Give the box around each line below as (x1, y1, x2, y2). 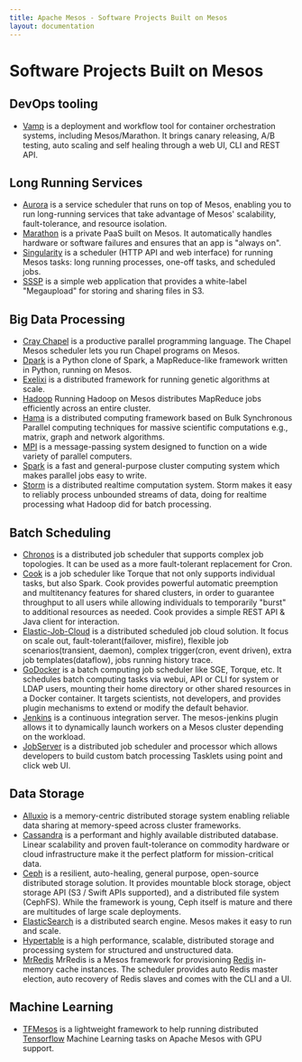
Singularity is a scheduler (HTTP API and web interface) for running (22, 247, 273, 258)
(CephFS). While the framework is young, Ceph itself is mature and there (22, 896, 293, 908)
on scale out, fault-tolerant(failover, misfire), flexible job (22, 635, 229, 646)
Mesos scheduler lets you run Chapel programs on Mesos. (22, 345, 241, 357)
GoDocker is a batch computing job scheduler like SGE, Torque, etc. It (22, 664, 282, 675)
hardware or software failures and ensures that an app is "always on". (22, 238, 282, 248)
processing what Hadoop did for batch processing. (22, 498, 212, 510)
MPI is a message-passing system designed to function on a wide (22, 442, 268, 452)
